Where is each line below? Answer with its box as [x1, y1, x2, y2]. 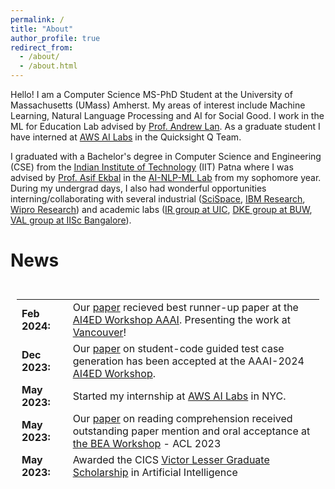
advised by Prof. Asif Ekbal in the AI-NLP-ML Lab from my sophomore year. [10, 172, 322, 183]
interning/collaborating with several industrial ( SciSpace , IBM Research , [10, 193, 306, 205]
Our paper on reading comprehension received [72, 411, 293, 425]
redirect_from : [10, 42, 74, 53]
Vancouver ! [72, 325, 127, 339]
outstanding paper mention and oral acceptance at [72, 424, 311, 438]
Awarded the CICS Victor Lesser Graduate [72, 452, 270, 466]
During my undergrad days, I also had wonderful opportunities [10, 182, 267, 194]
